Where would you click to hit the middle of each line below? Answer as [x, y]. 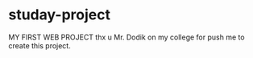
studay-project [60, 15]
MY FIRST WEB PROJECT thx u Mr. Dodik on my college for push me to [126, 37]
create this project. [39, 45]
